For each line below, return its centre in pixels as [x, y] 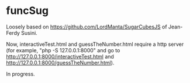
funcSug [27, 11]
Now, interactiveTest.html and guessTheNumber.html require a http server [95, 44]
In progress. [20, 74]
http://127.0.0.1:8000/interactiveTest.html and [60, 56]
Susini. [30, 33]
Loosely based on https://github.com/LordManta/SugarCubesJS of [87, 27]
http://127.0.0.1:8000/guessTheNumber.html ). [60, 63]
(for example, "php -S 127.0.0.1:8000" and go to [63, 50]
